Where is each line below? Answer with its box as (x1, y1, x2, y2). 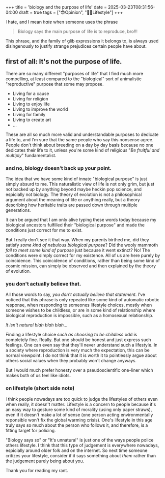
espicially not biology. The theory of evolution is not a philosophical (5, 191, 142, 197)
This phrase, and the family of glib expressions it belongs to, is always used (5, 38, 159, 44)
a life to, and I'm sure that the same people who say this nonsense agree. (5, 136, 154, 142)
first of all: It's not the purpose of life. (5, 58, 122, 66)
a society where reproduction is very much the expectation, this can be (5, 347, 150, 353)
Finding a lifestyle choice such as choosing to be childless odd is (5, 332, 137, 338)
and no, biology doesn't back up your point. (5, 164, 112, 171)
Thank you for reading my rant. (5, 467, 68, 473)
